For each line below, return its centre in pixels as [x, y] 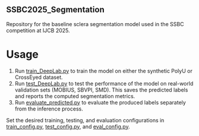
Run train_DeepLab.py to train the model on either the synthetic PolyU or [104, 71]
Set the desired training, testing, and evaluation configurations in [85, 120]
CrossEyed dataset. [39, 77]
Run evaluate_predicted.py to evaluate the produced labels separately [100, 102]
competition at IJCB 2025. [38, 30]
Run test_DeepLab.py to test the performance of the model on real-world [104, 83]
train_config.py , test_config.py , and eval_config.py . [68, 126]
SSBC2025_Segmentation [56, 10]
